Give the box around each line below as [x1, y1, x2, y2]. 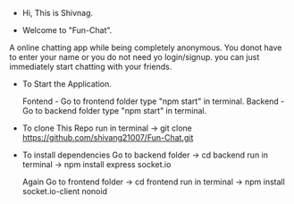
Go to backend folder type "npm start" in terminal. [21, 106, 207, 115]
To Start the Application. [21, 79, 112, 89]
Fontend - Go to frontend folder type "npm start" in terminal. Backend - [21, 96, 285, 106]
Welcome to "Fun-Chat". [21, 25, 113, 35]
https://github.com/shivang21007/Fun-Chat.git [21, 132, 194, 142]
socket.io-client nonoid [21, 186, 107, 196]
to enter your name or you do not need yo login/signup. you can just [9, 52, 260, 62]
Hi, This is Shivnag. [21, 8, 94, 18]
